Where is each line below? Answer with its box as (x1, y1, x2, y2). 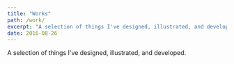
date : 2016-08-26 (7, 29, 58, 37)
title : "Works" (7, 10, 52, 17)
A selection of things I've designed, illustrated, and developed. (7, 49, 187, 57)
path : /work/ (7, 17, 45, 24)
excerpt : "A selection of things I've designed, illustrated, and (7, 23, 204, 30)
